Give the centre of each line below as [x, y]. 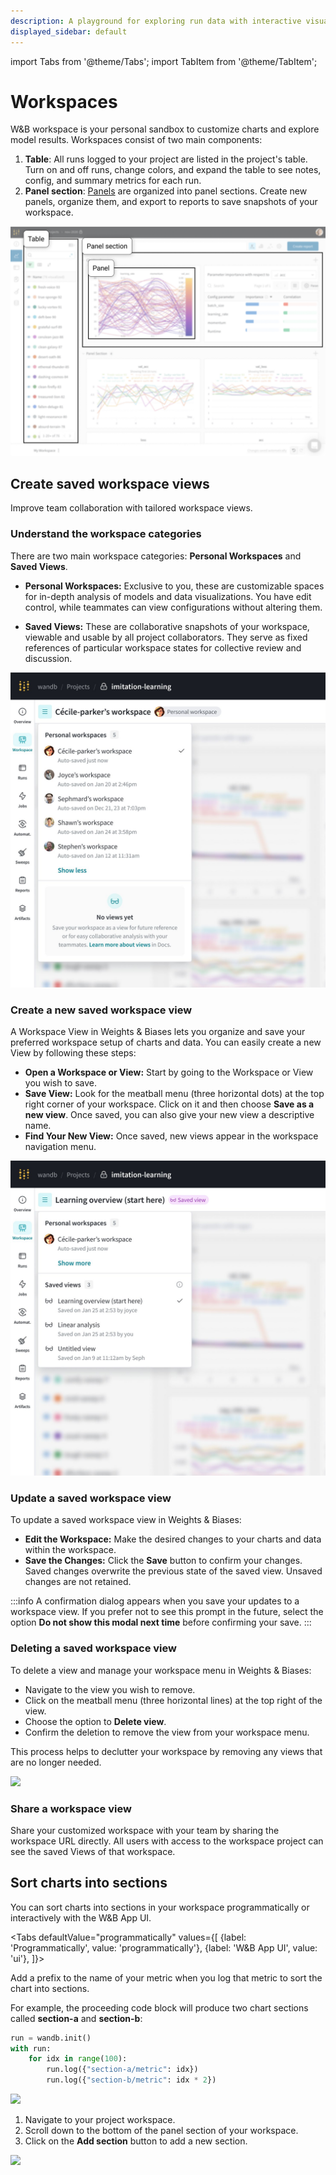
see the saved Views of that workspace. [93, 1851]
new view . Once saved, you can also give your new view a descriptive [169, 1115]
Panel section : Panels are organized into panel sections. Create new [166, 191]
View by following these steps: [73, 1053]
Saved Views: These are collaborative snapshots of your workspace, [167, 626]
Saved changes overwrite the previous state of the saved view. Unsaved [173, 1571]
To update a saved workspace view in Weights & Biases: [126, 1520]
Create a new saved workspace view [101, 1010]
